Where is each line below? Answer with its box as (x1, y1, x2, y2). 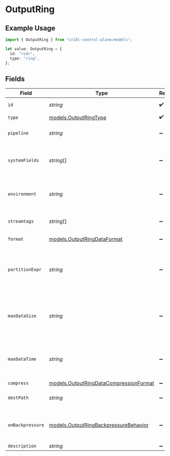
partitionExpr (8, 267, 42, 273)
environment (8, 191, 37, 197)
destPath (8, 395, 29, 401)
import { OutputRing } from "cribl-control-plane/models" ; (5, 37, 133, 42)
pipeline (8, 131, 29, 136)
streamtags (8, 218, 34, 224)
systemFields (8, 157, 39, 164)
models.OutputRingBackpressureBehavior (49, 421, 149, 429)
